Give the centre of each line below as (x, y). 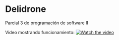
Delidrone (26, 9)
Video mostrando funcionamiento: (40, 32)
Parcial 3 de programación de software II (47, 23)
